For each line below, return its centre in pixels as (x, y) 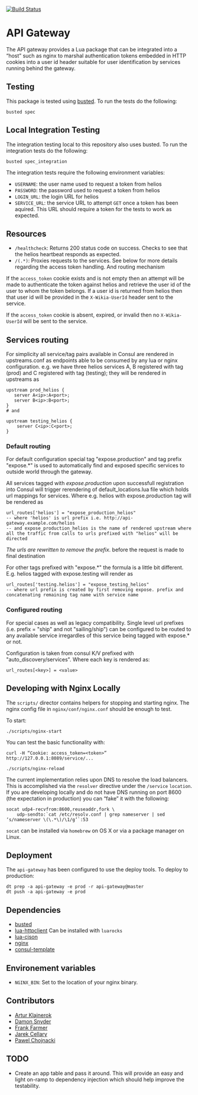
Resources (26, 234)
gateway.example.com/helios (41, 524)
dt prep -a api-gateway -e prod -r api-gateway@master (75, 887)
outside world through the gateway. (49, 472)
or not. (14, 641)
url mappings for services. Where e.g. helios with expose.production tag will (99, 496)
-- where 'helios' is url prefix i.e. (54, 518)
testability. (27, 1086)
